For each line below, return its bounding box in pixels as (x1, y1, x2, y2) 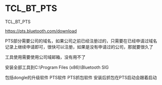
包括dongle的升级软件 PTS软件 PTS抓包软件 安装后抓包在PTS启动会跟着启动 (5, 74, 157, 80)
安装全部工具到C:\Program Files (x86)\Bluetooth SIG (5, 64, 109, 70)
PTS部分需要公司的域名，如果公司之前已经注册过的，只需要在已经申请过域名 (5, 38, 157, 44)
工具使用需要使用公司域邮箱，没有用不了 (5, 54, 86, 60)
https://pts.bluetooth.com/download (5, 28, 77, 34)
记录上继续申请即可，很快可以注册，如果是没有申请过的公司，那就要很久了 (5, 44, 153, 49)
